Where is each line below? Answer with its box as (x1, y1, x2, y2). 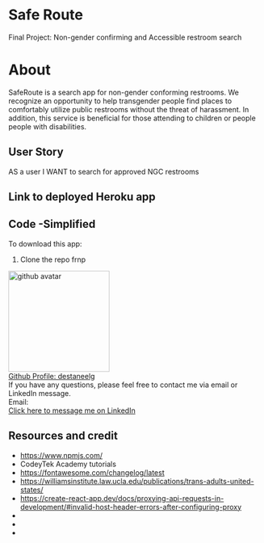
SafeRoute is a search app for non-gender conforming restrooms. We (8, 87, 240, 97)
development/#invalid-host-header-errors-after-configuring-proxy (19, 502, 242, 511)
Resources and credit (8, 429, 119, 443)
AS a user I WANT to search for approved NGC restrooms (8, 166, 199, 176)
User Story (8, 145, 64, 159)
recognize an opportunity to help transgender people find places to (8, 95, 233, 106)
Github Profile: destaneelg (8, 371, 95, 381)
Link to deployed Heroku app (8, 190, 156, 204)
